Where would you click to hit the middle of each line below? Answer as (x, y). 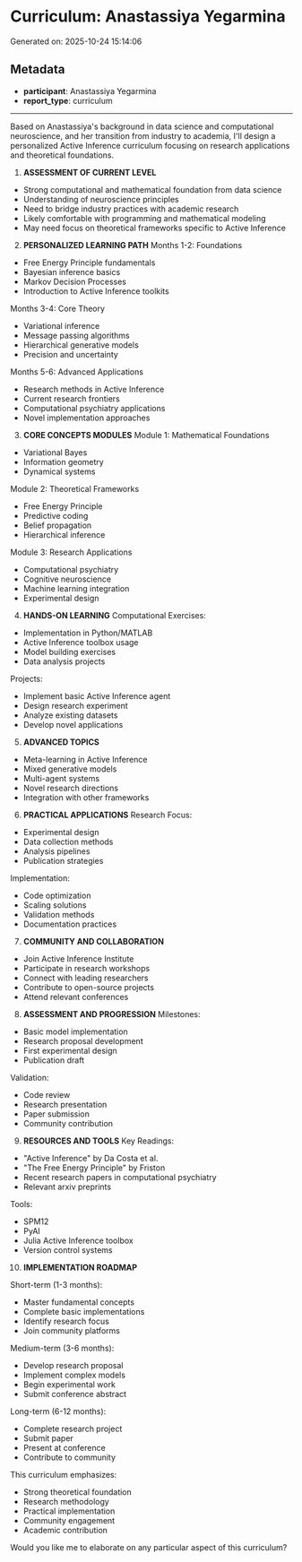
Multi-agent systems (61, 778)
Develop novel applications (73, 724)
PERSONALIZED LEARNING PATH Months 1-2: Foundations (133, 245)
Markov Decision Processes (74, 281)
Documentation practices (70, 924)
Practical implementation (69, 1511)
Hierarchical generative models (81, 345)
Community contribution (68, 1123)
